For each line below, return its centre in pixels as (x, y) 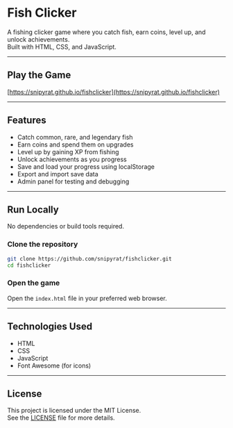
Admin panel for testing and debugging (73, 181)
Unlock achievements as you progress (72, 159)
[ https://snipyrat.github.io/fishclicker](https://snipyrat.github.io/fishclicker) (114, 92)
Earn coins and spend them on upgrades (75, 145)
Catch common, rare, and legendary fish (75, 137)
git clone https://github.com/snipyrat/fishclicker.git (89, 258)
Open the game (34, 283)
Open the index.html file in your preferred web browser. (87, 298)
